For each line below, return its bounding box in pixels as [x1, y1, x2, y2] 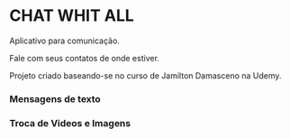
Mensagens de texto [9, 92, 101, 105]
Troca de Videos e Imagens [9, 116, 131, 129]
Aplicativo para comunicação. [9, 35, 120, 46]
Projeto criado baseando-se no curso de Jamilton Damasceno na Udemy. [9, 69, 282, 81]
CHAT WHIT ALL [9, 5, 135, 26]
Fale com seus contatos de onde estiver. [9, 52, 160, 63]
